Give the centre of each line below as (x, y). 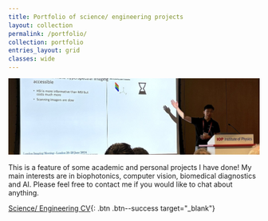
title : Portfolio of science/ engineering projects (96, 17)
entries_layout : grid (44, 51)
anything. (24, 192)
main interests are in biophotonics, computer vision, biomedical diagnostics (132, 176)
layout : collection (41, 25)
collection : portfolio (46, 42)
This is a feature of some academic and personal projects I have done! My (130, 167)
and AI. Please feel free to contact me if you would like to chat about (120, 184)
